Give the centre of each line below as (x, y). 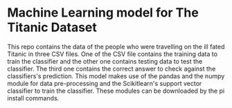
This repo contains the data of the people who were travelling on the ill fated (116, 46)
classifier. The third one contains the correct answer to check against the (111, 69)
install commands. (33, 98)
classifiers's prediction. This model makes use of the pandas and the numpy (116, 76)
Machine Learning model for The (103, 13)
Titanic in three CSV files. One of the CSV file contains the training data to (113, 54)
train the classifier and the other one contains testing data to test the (105, 61)
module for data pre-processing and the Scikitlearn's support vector (105, 83)
